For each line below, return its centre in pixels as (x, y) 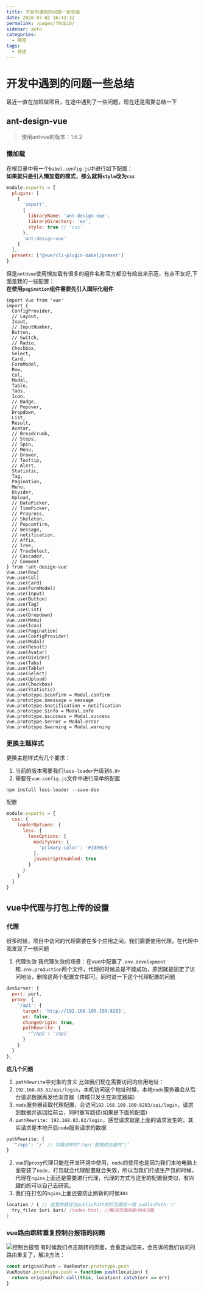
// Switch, (26, 338)
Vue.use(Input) (26, 594)
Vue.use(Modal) (26, 642)
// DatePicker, (31, 503)
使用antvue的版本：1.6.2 (52, 137)
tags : (13, 46)
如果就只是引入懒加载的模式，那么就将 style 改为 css (71, 176)
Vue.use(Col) (23, 578)
